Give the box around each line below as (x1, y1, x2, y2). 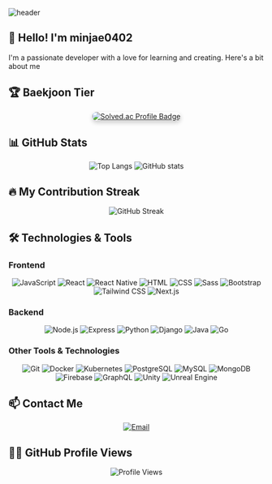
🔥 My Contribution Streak (8, 185, 140, 199)
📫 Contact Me (8, 396, 84, 410)
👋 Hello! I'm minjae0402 (8, 31, 133, 45)
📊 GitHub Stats (8, 136, 88, 150)
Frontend (8, 259, 45, 271)
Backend (8, 306, 45, 318)
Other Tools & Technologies (8, 345, 120, 357)
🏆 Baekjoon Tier (8, 86, 95, 100)
